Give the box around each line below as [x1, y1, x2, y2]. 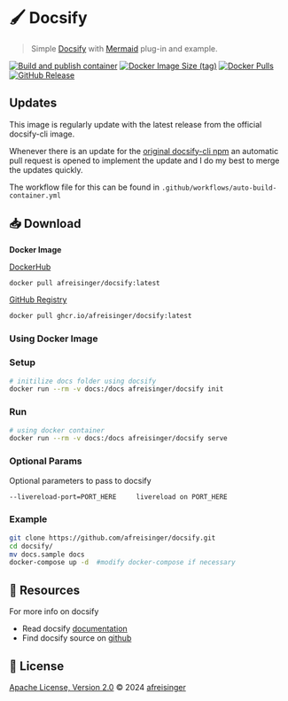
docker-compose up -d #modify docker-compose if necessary [9, 558, 237, 567]
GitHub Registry [9, 294, 67, 305]
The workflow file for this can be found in [9, 182, 160, 192]
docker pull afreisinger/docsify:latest [9, 278, 161, 287]
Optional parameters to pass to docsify [9, 475, 152, 486]
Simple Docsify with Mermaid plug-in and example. [30, 43, 219, 54]
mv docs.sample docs [9, 549, 86, 559]
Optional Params [9, 455, 82, 467]
